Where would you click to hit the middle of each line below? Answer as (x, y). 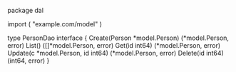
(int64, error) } (29, 61)
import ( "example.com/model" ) (55, 24)
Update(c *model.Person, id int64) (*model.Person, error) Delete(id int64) (116, 53)
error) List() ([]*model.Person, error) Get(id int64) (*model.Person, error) (114, 45)
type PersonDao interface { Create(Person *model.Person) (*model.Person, (118, 38)
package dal (26, 10)
